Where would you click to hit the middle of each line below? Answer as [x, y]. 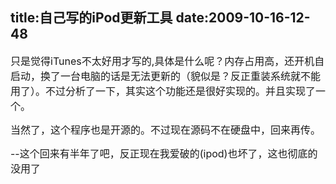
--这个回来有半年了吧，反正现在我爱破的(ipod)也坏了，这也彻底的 [164, 153]
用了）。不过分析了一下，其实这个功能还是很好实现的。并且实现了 [163, 91]
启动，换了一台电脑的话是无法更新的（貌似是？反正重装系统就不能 [166, 76]
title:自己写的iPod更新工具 [91, 18]
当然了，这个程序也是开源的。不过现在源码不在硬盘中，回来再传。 [166, 130]
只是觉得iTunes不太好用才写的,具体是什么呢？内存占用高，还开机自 [167, 61]
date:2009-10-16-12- [243, 18]
